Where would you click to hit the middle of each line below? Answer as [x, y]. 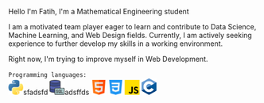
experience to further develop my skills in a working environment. [116, 44]
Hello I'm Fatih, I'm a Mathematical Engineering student [99, 11]
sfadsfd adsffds [56, 92]
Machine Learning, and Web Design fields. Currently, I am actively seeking [130, 35]
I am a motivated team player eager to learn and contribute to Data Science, [132, 27]
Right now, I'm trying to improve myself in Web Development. [108, 59]
